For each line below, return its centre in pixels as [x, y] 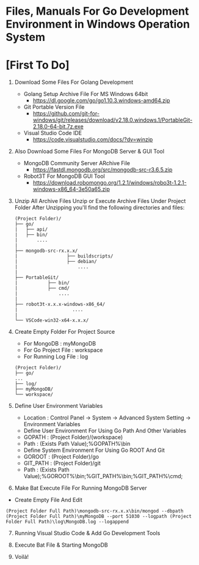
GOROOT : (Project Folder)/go [61, 457]
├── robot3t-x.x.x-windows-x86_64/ [60, 305]
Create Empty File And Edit [49, 500]
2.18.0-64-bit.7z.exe [58, 127]
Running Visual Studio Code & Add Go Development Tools [87, 533]
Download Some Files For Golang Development [74, 82]
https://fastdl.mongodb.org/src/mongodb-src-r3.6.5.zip [103, 170]
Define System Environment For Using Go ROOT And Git [94, 450]
